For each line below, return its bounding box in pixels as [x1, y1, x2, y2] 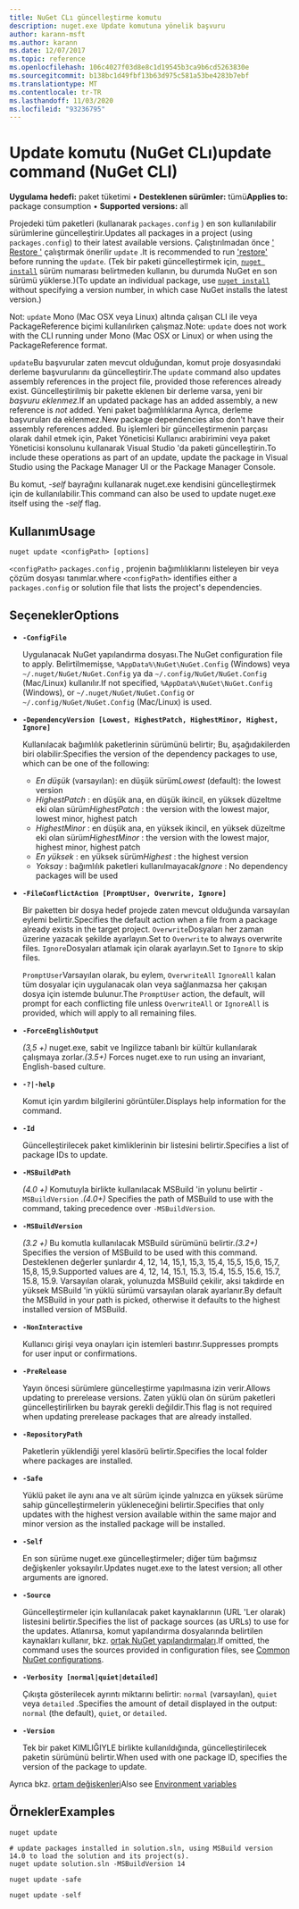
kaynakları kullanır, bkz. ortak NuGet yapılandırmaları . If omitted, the [21, 1635, 270, 1645]
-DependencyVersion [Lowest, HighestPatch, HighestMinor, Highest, [21, 716, 278, 724]
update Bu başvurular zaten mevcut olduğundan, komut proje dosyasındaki [9, 357, 281, 368]
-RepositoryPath [21, 1430, 83, 1439]
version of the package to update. [21, 1761, 147, 1771]
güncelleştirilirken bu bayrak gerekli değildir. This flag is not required [21, 1402, 272, 1412]
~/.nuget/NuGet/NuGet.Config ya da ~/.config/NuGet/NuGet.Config [21, 667, 268, 679]
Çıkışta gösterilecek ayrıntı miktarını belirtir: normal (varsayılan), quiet [21, 1688, 278, 1699]
